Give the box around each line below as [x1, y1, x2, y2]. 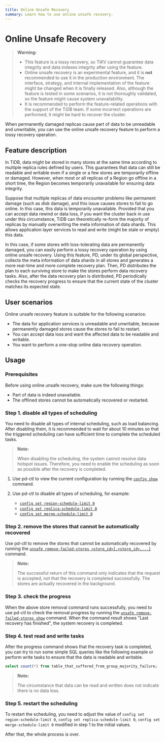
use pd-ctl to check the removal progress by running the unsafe [5, 609, 134, 615]
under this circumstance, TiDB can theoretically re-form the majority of [5, 216, 149, 222]
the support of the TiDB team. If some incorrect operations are [24, 106, 152, 112]
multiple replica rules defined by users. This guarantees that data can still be [5, 164, 161, 171]
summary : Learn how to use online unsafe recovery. [5, 12, 113, 17]
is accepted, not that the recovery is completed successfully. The [17, 575, 150, 582]
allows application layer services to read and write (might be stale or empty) [5, 227, 160, 233]
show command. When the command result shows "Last [36, 615, 149, 621]
